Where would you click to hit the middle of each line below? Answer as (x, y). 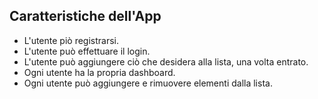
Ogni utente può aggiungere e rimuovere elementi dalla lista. (148, 83)
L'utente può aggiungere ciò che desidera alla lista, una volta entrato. (166, 61)
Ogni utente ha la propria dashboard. (99, 72)
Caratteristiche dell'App (85, 16)
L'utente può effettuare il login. (87, 51)
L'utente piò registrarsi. (71, 40)
